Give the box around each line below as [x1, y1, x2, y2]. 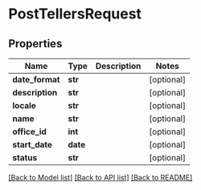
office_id [12, 126, 47, 137]
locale [12, 100, 36, 111]
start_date [12, 139, 53, 150]
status [12, 152, 38, 163]
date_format [12, 74, 60, 85]
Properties [8, 37, 63, 51]
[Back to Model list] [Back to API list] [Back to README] [8, 173, 193, 182]
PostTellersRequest [8, 5, 142, 23]
